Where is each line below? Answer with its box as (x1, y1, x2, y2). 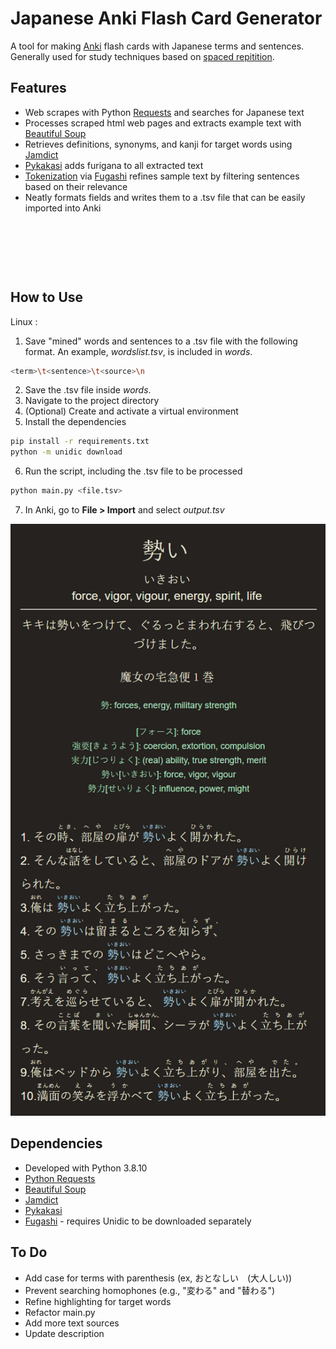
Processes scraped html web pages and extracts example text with (24, 117, 302, 129)
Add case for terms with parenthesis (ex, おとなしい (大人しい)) (24, 1272, 293, 1284)
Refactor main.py (24, 1306, 96, 1318)
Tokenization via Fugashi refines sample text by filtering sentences (24, 170, 300, 182)
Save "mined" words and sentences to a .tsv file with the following (24, 335, 298, 347)
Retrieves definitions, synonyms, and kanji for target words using (24, 138, 293, 150)
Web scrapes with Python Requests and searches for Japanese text (24, 106, 305, 118)
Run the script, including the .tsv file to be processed (24, 465, 243, 477)
